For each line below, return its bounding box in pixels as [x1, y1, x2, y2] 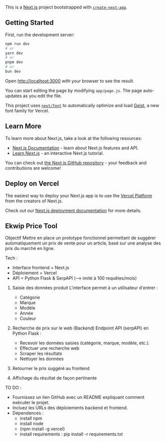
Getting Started [5, 18, 54, 27]
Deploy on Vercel [5, 180, 59, 188]
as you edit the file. [23, 93, 62, 99]
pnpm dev [5, 60, 23, 65]
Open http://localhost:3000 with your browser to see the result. [5, 78, 135, 84]
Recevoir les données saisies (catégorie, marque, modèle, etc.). [19, 340, 150, 346]
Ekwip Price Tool [5, 222, 58, 230]
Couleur [19, 316, 36, 321]
